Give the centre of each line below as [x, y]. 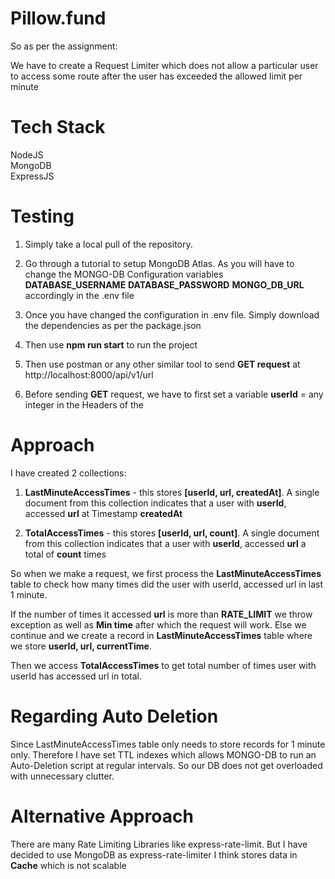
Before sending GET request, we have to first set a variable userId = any [174, 394]
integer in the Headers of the [84, 404]
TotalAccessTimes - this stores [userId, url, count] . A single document [172, 533]
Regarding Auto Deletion [114, 716]
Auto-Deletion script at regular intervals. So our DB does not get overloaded [166, 765]
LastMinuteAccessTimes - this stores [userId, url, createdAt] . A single [172, 492]
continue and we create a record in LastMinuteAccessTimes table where [161, 635]
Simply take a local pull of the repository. [108, 244]
